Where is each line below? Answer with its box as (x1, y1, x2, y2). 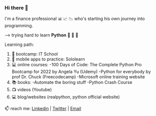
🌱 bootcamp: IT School (11, 51, 58, 57)
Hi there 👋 (4, 4, 29, 11)
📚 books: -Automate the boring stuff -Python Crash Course (11, 79, 133, 85)
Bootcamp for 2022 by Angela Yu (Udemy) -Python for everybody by (11, 69, 151, 75)
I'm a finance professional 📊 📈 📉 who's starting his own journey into (4, 16, 145, 21)
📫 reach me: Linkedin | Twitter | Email (4, 106, 82, 112)
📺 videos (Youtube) (11, 87, 52, 93)
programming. (4, 23, 33, 29)
